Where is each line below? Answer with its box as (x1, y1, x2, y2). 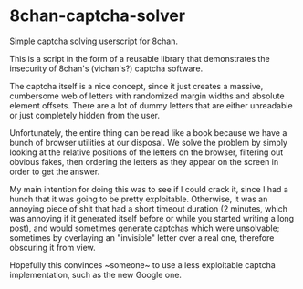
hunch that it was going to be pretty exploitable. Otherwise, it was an (9, 193, 268, 204)
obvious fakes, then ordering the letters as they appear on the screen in (9, 156, 279, 167)
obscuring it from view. (9, 242, 96, 253)
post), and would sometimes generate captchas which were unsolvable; (9, 222, 280, 233)
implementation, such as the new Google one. (9, 269, 183, 280)
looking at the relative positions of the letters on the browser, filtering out (9, 147, 284, 158)
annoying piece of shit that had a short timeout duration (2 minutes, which (9, 202, 287, 214)
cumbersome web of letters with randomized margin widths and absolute (9, 90, 285, 101)
